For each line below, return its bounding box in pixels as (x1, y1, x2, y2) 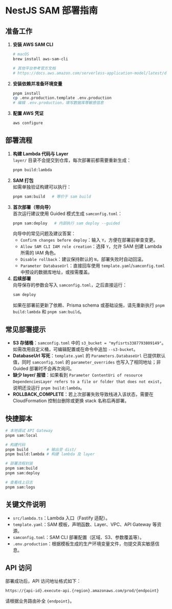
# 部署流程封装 (5, 461, 33, 466)
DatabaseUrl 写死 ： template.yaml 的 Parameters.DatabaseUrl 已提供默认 (12, 353, 166, 359)
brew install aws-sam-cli (12, 56, 68, 62)
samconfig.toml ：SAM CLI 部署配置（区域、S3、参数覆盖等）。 (12, 534, 144, 540)
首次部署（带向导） (12, 204, 54, 210)
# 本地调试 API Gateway (5, 428, 53, 433)
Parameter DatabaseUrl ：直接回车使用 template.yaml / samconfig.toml (20, 263, 165, 269)
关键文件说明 (5, 500, 46, 509)
